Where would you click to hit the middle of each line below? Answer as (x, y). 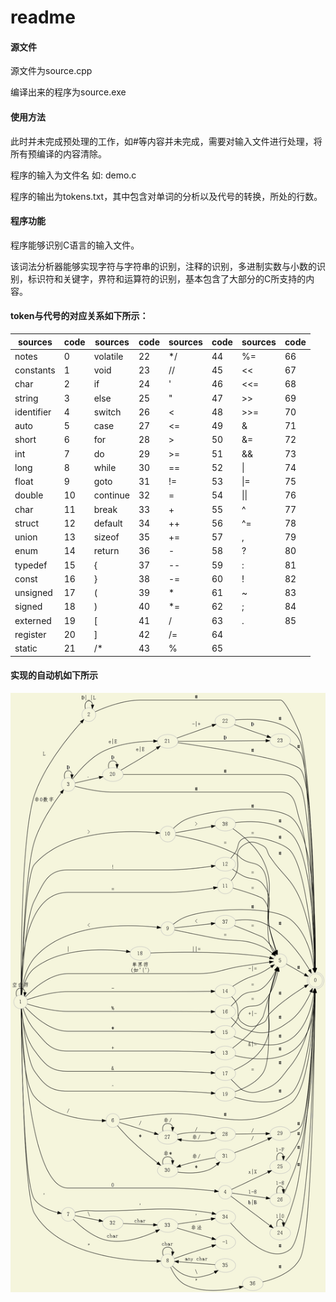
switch (107, 412)
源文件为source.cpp (51, 71)
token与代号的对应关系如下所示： (79, 316)
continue (112, 495)
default (108, 523)
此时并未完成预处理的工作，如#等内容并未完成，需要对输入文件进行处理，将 (166, 141)
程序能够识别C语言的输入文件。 (75, 245)
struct (27, 523)
